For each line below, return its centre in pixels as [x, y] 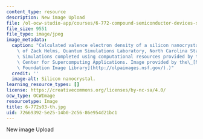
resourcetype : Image [32, 101]
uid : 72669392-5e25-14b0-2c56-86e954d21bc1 [62, 113]
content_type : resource [36, 12]
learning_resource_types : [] [43, 85]
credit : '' [25, 73]
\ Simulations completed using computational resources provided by [105, 57]
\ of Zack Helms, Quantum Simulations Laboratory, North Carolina [102, 51]
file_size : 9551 [27, 29]
